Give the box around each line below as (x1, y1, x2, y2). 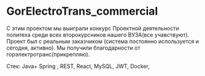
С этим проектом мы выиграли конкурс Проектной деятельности (6, 25, 179, 32)
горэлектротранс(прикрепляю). (6, 50, 90, 58)
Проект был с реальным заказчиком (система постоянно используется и (6, 37, 199, 45)
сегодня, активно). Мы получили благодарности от (6, 44, 141, 51)
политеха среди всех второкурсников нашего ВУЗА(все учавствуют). (6, 31, 190, 38)
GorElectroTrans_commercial (6, 4, 158, 18)
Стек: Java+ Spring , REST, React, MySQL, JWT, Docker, (6, 63, 150, 70)
